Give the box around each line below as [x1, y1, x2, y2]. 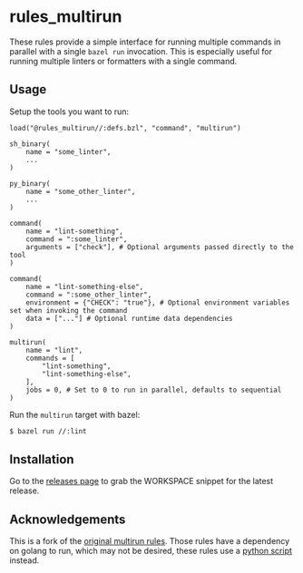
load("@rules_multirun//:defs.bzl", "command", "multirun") [9, 123, 242, 132]
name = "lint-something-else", [25, 282, 144, 291]
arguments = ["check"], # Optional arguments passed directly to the [25, 242, 295, 251]
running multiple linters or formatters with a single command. [9, 55, 238, 66]
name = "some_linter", [25, 147, 112, 156]
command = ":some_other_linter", [25, 290, 152, 299]
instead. [9, 555, 40, 566]
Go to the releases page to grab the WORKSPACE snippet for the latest [9, 476, 274, 487]
